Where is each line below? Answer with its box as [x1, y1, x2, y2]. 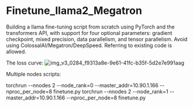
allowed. [6, 48, 26, 55]
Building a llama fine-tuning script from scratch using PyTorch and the [6, 23, 175, 30]
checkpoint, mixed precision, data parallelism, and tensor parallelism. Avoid [6, 35, 188, 42]
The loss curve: [6, 59, 44, 66]
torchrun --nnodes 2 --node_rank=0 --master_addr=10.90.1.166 [6, 81, 159, 88]
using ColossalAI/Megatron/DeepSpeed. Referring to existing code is [6, 42, 173, 49]
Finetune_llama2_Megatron [6, 4, 142, 17]
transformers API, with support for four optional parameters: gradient [6, 29, 173, 36]
